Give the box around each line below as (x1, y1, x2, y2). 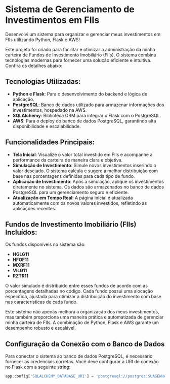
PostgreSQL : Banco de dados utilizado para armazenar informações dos (12, 102, 164, 108)
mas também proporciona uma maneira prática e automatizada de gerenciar (5, 314, 164, 321)
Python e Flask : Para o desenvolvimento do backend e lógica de (12, 90, 148, 97)
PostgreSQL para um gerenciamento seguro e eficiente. (12, 189, 129, 195)
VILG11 (12, 268, 27, 274)
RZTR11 (12, 273, 29, 279)
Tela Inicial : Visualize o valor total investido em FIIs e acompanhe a (12, 151, 153, 157)
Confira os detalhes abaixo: (5, 62, 63, 69)
